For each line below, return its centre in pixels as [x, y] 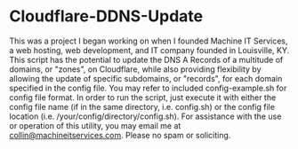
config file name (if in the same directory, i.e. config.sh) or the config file [142, 106]
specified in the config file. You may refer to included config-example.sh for [148, 88]
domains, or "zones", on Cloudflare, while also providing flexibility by [135, 69]
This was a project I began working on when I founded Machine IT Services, [149, 41]
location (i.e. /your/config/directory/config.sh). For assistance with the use [145, 116]
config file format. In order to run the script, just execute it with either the [143, 97]
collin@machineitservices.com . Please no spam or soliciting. [120, 135]
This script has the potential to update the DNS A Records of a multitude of [146, 59]
